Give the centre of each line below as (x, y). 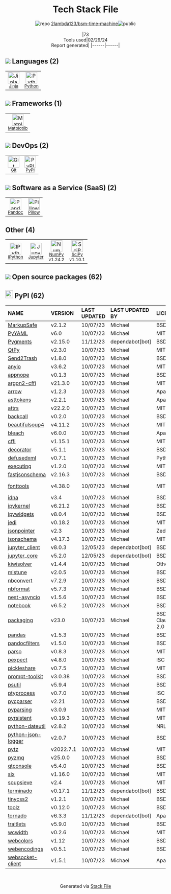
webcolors (20, 841)
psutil (15, 685)
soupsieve (20, 783)
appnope (19, 375)
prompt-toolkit (25, 677)
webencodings (25, 849)
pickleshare (22, 668)
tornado (17, 816)
